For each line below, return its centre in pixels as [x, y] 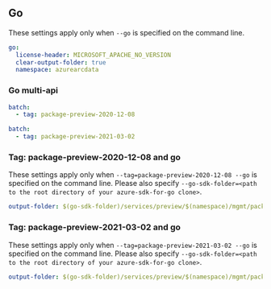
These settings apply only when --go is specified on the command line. [126, 32]
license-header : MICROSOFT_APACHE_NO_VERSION [94, 55]
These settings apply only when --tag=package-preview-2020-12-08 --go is [133, 175]
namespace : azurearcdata [57, 70]
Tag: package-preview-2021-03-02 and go [95, 227]
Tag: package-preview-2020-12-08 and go [95, 158]
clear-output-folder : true [61, 62]
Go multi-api [33, 90]
